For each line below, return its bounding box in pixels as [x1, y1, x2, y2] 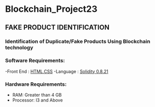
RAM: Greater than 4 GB [12, 92, 62, 98]
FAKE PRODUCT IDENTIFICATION [5, 23, 110, 32]
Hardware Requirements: [5, 80, 67, 87]
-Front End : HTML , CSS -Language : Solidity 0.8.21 [5, 68, 108, 74]
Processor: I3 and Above [12, 97, 63, 103]
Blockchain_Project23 [5, 3, 98, 15]
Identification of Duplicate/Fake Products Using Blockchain [5, 38, 151, 45]
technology [5, 44, 34, 51]
